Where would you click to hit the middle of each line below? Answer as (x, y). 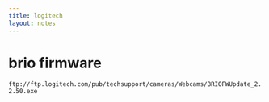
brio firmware (55, 63)
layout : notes (32, 23)
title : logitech (36, 16)
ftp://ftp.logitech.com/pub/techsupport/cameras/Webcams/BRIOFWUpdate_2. (135, 84)
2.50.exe (23, 92)
